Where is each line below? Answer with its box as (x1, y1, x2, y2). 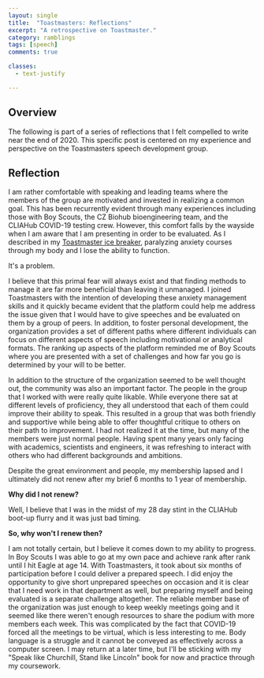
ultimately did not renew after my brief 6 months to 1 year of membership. (8, 475, 247, 484)
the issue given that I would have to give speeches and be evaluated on (8, 310, 240, 319)
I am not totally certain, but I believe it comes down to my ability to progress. (8, 544, 256, 553)
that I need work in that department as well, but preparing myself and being (8, 586, 254, 595)
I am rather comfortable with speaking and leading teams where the (8, 187, 229, 197)
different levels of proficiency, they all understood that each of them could (8, 400, 249, 410)
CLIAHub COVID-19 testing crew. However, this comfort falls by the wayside (8, 221, 255, 230)
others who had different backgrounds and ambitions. (8, 451, 183, 460)
